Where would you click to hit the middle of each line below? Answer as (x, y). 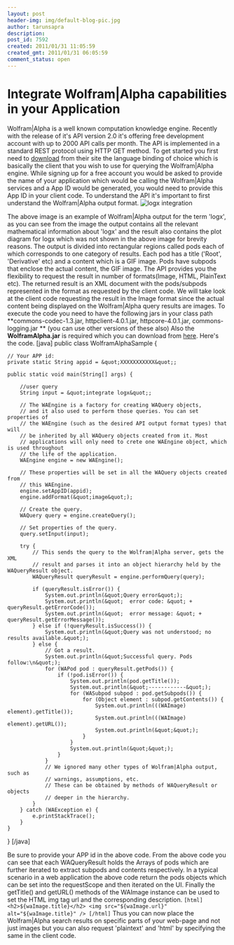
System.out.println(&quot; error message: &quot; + (123, 613)
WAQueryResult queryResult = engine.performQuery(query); (119, 577)
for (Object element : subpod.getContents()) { (153, 699)
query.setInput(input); (55, 533)
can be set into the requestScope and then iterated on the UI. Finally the (111, 885)
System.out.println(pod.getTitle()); (125, 681)
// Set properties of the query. (69, 528)
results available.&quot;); (48, 638)
